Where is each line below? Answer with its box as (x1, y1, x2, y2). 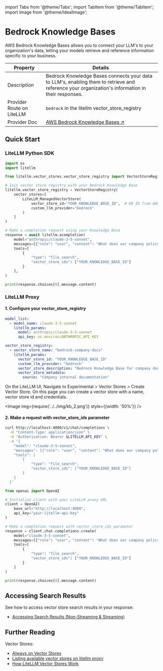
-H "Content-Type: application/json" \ (9, 430, 90, 435)
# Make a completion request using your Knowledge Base (5, 228, 120, 233)
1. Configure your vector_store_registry (5, 306, 86, 311)
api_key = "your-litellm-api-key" (14, 511, 79, 516)
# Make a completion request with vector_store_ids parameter (5, 524, 133, 529)
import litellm (5, 165, 36, 170)
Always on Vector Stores (12, 651, 62, 656)
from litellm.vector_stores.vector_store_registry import (5, 174, 125, 179)
